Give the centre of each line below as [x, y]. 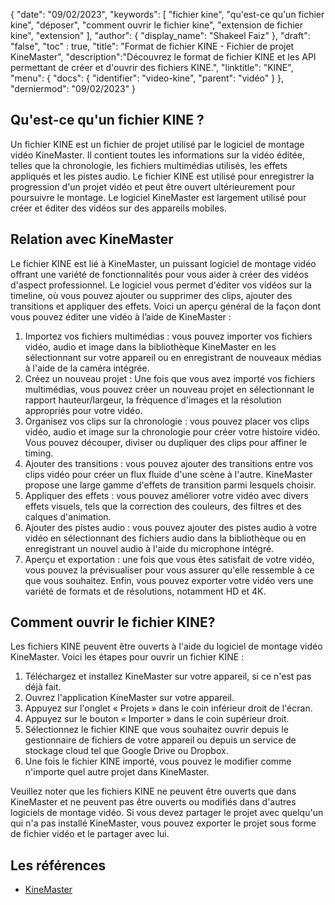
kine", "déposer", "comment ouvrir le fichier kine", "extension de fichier [156, 25]
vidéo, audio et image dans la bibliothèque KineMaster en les [150, 346]
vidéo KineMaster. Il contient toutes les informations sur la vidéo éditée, [157, 155]
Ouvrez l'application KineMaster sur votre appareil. [129, 698]
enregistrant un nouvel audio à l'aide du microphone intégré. [149, 548]
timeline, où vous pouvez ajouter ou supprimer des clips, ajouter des [151, 295]
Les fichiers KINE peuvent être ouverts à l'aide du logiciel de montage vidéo [166, 646]
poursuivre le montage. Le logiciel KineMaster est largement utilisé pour [158, 197]
